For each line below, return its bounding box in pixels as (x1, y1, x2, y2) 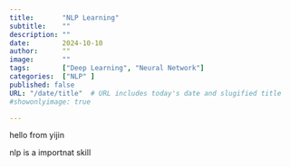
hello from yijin (9, 130, 65, 141)
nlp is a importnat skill (9, 147, 92, 158)
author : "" (9, 47, 71, 56)
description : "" (9, 30, 71, 39)
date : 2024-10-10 (9, 38, 103, 48)
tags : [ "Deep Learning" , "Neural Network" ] (9, 64, 205, 73)
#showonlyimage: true (9, 97, 92, 107)
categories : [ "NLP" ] (9, 72, 95, 81)
